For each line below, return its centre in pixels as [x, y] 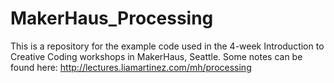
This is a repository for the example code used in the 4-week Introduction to [167, 46]
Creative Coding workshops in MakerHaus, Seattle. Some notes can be [156, 56]
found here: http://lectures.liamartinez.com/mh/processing [131, 67]
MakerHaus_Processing [112, 18]
